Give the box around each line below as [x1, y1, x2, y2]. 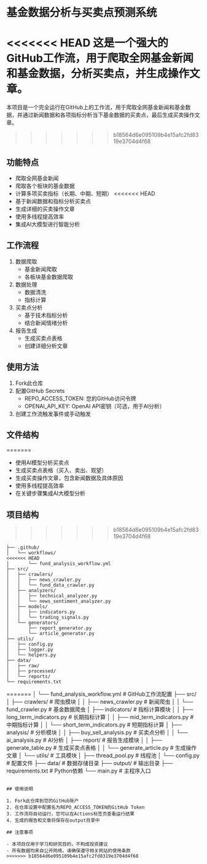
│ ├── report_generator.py [6, 625, 92, 631]
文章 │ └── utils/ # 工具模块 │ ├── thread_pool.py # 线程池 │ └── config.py [6, 752, 200, 759]
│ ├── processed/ [6, 668, 57, 674]
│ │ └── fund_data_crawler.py [6, 582, 95, 588]
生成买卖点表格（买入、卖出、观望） [15, 467, 107, 474]
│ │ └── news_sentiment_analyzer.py [6, 598, 112, 605]
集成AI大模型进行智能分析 [15, 220, 80, 228]
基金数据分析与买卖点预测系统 [6, 6, 158, 20]
